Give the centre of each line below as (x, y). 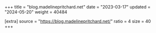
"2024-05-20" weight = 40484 (36, 12)
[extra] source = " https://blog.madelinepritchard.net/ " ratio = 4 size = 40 (78, 21)
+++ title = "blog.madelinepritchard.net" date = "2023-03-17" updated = (78, 7)
